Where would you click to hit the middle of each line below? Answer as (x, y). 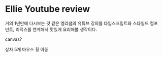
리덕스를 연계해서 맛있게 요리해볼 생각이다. (56, 29)
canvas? (14, 39)
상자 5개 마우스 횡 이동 (27, 49)
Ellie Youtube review (48, 9)
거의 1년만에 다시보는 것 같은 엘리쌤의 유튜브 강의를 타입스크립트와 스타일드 (77, 23)
